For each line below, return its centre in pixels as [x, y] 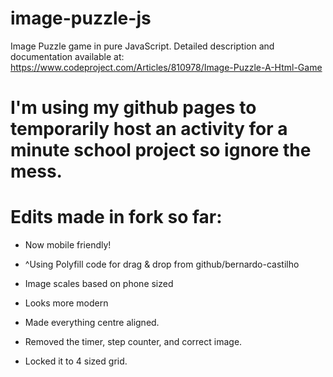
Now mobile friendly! [68, 245]
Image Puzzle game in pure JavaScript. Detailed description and [142, 46]
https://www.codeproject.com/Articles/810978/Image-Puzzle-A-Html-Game [166, 67]
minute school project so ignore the [161, 150]
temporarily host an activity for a [149, 129]
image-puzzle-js [81, 18]
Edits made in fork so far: [116, 217]
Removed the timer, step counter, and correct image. [133, 342]
